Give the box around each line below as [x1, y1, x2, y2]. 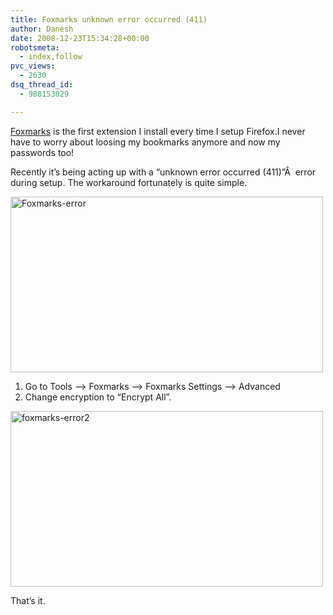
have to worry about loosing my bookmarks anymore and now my [10, 136, 281, 148]
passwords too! [10, 146, 75, 158]
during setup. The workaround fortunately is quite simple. [10, 176, 248, 188]
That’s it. [10, 594, 46, 606]
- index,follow [19, 52, 83, 62]
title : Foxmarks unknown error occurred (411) [10, 14, 208, 25]
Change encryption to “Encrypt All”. [24, 391, 172, 403]
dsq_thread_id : [10, 80, 74, 90]
